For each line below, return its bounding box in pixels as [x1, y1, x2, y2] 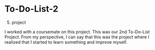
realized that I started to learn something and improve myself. [4, 39, 127, 45]
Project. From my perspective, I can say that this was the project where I [4, 34, 149, 40]
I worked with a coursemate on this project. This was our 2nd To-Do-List [4, 29, 150, 34]
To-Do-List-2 [4, 3, 59, 15]
